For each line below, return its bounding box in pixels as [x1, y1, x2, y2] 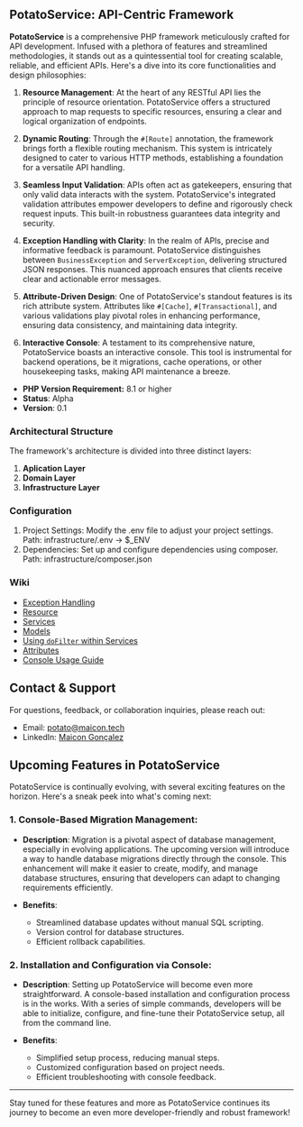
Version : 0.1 [22, 402, 68, 413]
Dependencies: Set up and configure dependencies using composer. [22, 545, 279, 555]
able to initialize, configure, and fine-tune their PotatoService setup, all [22, 1007, 286, 1018]
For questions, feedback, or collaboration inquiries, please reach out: [9, 704, 266, 715]
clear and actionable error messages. [22, 273, 162, 284]
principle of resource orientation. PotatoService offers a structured [22, 96, 271, 107]
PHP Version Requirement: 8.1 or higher [22, 383, 172, 394]
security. [22, 217, 56, 228]
